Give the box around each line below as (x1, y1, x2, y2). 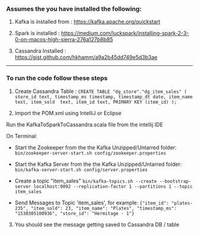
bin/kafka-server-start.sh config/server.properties (14, 166, 148, 173)
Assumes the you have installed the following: (6, 5, 142, 13)
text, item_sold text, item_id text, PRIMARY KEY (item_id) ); (14, 99, 177, 105)
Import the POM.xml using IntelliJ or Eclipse (14, 109, 121, 117)
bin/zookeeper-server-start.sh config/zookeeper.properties (14, 150, 166, 156)
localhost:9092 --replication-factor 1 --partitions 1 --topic (33, 183, 193, 190)
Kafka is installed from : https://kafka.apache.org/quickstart (14, 18, 161, 25)
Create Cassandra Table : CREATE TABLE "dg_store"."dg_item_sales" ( (14, 88, 187, 95)
